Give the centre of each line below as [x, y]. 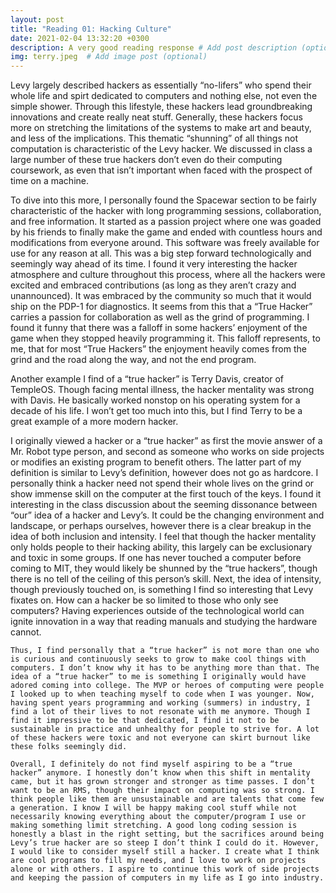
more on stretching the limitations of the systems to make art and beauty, [161, 128]
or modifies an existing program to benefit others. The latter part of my [156, 462]
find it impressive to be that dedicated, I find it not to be [145, 721]
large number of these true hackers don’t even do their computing [146, 160]
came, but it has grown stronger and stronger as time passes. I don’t [162, 782]
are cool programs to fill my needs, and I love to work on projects [158, 861]
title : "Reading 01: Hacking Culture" [91, 29]
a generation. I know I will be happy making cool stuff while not [154, 808]
